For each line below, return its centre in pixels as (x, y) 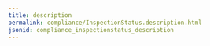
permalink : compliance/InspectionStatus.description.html (105, 23)
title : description (40, 15)
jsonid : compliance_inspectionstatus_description (91, 30)
